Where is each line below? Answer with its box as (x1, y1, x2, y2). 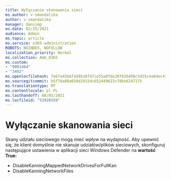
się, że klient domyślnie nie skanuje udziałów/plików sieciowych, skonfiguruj (5, 142, 165, 148)
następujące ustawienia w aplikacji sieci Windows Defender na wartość (5, 147, 156, 154)
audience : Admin (5, 31, 40, 36)
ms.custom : (5, 60, 28, 65)
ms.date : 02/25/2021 (5, 27, 49, 32)
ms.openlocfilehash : (5, 74, 49, 79)
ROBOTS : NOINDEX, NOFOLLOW (5, 45, 63, 50)
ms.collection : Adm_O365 (5, 55, 58, 60)
